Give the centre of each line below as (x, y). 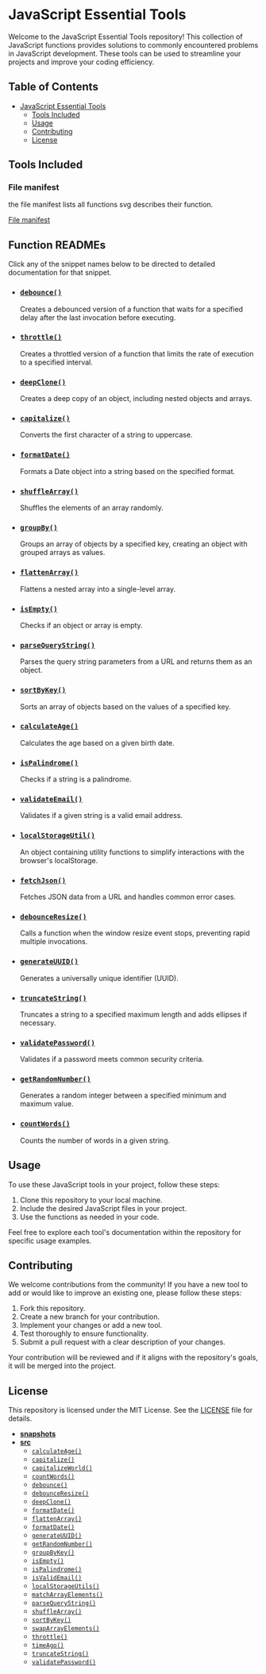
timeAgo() (48, 1645)
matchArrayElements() (67, 1595)
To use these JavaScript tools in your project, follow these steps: (114, 1184)
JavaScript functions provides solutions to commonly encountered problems (133, 44)
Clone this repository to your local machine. (91, 1200)
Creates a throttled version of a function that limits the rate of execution (137, 353)
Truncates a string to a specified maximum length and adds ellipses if (133, 1014)
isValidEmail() (56, 1578)
